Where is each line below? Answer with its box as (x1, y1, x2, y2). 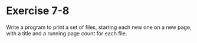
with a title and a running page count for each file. (6, 29, 127, 37)
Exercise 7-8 (6, 4, 70, 18)
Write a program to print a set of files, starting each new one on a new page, (6, 24, 192, 31)
